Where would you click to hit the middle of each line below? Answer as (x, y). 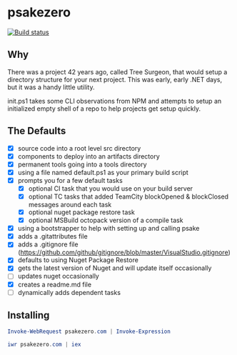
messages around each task (70, 205)
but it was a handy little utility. (51, 87)
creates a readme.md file (54, 284)
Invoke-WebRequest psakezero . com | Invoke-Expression (89, 332)
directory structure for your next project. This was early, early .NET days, (115, 79)
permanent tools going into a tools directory (82, 164)
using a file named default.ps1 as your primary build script (103, 172)
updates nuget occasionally (59, 276)
